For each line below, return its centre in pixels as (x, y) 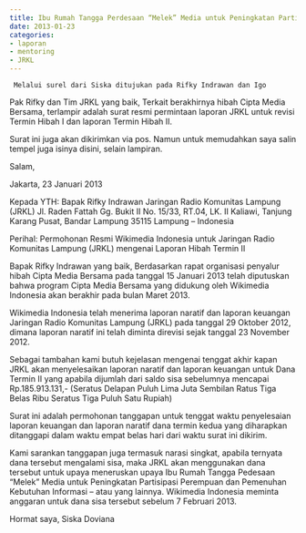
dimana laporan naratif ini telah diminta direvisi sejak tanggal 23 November (149, 332)
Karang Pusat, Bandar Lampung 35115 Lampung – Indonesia (122, 221)
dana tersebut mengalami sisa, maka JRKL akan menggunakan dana (138, 462)
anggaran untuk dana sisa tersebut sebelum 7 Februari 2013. (123, 501)
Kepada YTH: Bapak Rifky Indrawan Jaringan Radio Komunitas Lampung (145, 202)
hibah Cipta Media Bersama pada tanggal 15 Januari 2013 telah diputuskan (149, 276)
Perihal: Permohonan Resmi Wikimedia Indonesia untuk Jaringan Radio (142, 239)
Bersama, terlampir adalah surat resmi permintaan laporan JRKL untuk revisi (152, 112)
